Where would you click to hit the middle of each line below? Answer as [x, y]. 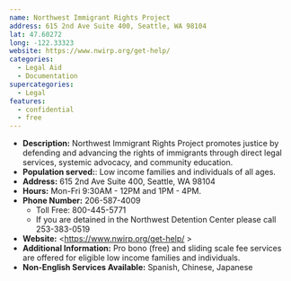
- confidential [46, 110]
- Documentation [48, 76]
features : [28, 101]
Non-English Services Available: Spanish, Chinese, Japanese [137, 268]
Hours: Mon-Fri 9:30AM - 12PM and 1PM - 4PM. [112, 191]
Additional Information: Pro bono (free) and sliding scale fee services [152, 249]
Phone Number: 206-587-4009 [81, 201]
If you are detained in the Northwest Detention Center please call [156, 220]
